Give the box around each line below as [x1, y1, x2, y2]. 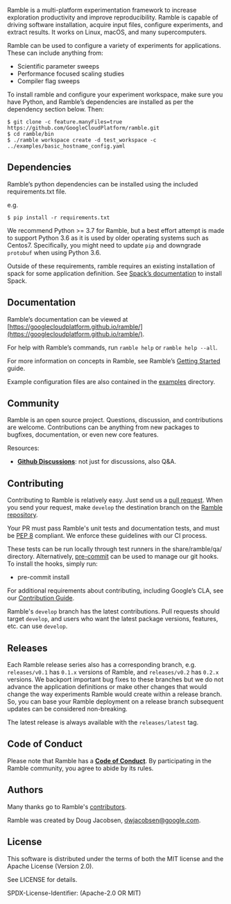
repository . [7, 511, 38, 519]
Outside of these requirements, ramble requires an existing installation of [7, 261, 215, 270]
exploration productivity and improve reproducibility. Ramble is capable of [7, 13, 219, 21]
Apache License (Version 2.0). [7, 862, 94, 870]
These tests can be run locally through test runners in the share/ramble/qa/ [7, 545, 222, 553]
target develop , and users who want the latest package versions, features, [7, 615, 219, 623]
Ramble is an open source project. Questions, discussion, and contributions [7, 416, 223, 424]
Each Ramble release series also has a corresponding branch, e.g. [7, 661, 196, 669]
